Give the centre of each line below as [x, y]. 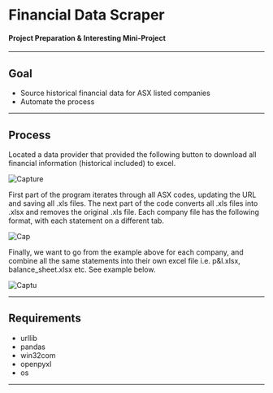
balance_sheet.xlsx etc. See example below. [82, 269]
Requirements [45, 319]
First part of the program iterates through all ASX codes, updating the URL [132, 195]
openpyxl [36, 364]
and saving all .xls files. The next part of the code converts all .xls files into [133, 203]
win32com [38, 355]
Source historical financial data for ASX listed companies [115, 93]
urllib [29, 338]
